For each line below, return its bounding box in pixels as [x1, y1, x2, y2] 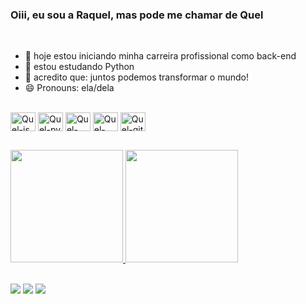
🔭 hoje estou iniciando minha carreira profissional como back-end [24, 50, 297, 62]
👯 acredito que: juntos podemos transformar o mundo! [24, 71, 249, 83]
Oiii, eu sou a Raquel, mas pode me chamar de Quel [10, 8, 264, 22]
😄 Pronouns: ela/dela [24, 82, 115, 94]
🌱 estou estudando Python [24, 61, 135, 73]
